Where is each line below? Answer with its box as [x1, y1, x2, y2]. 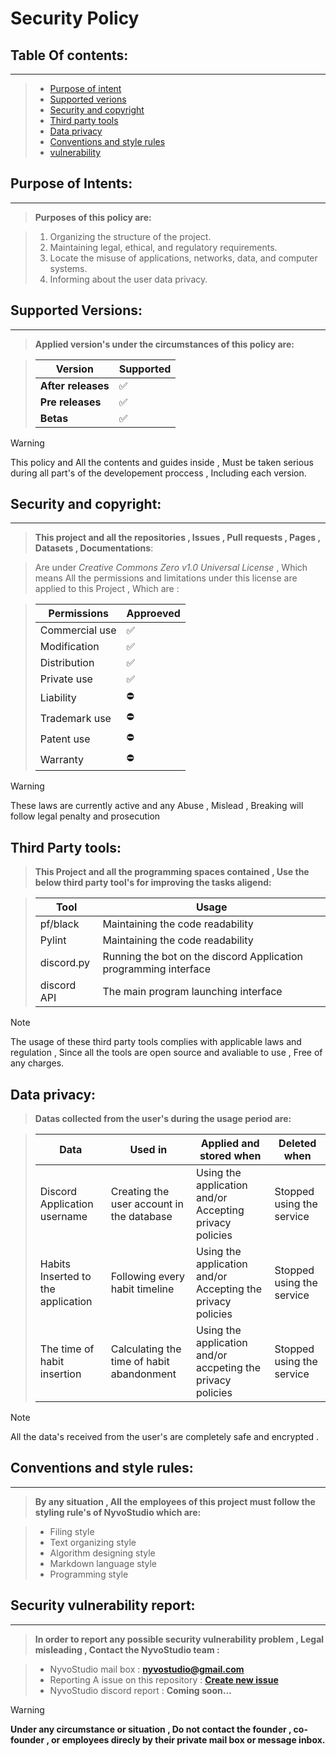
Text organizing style [49, 1536, 137, 1548]
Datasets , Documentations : [34, 542, 154, 554]
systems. [49, 262, 88, 274]
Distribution [39, 656, 95, 670]
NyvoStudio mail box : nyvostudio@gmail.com [49, 1663, 245, 1675]
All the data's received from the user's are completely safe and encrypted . [10, 1431, 320, 1443]
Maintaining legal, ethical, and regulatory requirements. [49, 241, 278, 253]
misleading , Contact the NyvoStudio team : [34, 1643, 220, 1656]
